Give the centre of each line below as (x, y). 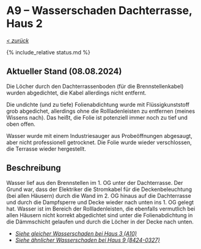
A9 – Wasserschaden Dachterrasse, (99, 11)
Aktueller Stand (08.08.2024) (64, 72)
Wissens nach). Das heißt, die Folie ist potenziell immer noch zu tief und (97, 117)
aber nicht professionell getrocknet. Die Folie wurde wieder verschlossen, (99, 142)
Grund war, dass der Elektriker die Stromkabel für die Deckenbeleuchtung (99, 189)
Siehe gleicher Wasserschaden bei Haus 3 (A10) (76, 233)
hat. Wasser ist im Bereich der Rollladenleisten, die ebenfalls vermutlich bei (101, 209)
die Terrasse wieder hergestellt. (46, 149)
